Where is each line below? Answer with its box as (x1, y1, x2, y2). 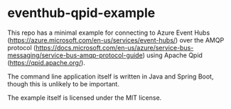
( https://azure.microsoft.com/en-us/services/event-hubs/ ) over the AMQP (7, 35, 225, 44)
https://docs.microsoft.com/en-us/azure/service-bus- (35, 43, 194, 52)
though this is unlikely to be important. (7, 79, 119, 88)
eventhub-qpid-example (7, 5, 156, 21)
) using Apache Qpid (142, 51, 203, 59)
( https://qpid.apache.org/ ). (7, 58, 85, 67)
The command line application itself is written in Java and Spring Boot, (7, 72, 214, 81)
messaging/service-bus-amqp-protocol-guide (7, 51, 144, 59)
